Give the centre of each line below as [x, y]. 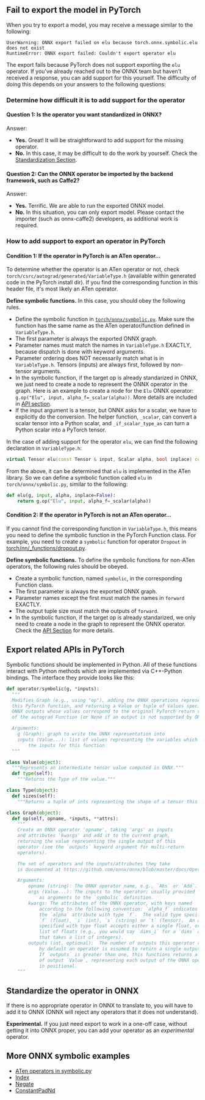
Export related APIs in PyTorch [66, 650]
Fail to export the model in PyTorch [74, 10]
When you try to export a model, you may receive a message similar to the [100, 25]
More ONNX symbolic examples [68, 1056]
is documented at [39, 870]
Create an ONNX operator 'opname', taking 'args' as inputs [95, 830]
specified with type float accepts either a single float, [115, 926]
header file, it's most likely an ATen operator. [62, 289]
